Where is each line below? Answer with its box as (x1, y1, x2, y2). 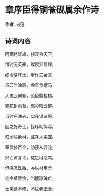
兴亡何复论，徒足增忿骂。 (5, 155, 56, 160)
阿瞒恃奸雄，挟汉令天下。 (5, 51, 56, 57)
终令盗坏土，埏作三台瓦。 (5, 72, 56, 78)
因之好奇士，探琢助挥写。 (5, 123, 56, 129)
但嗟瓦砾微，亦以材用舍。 (5, 165, 56, 171)
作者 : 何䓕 (5, 21, 25, 27)
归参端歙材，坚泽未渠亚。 (5, 134, 56, 139)
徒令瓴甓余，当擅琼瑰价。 (5, 175, 56, 181)
